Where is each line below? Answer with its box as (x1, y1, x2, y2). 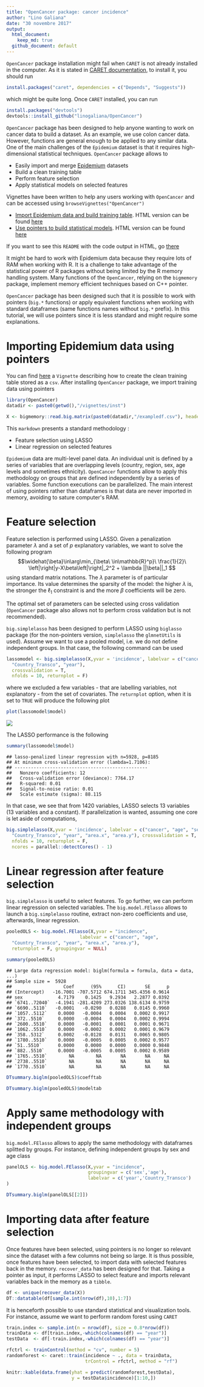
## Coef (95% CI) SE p (6, 983, 170, 989)
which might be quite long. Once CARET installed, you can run (6, 95, 158, 102)
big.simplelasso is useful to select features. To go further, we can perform (6, 897, 193, 905)
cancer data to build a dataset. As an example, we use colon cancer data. (6, 130, 190, 138)
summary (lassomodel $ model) (6, 743, 75, 749)
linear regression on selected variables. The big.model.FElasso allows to (6, 904, 188, 911)
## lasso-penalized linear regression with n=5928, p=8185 (6, 754, 159, 760)
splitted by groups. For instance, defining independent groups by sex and (6, 1146, 190, 1153)
